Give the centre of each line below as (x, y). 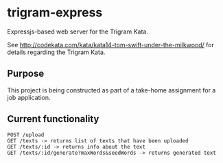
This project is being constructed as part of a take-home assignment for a (111, 90)
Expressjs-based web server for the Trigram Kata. (78, 32)
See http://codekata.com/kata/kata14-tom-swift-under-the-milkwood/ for (110, 45)
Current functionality (53, 119)
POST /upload (26, 135)
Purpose (26, 74)
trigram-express (55, 13)
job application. (29, 97)
